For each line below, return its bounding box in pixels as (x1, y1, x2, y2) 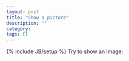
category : (6, 25, 31, 32)
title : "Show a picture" (6, 14, 69, 21)
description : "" (6, 20, 47, 26)
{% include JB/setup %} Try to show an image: (6, 48, 124, 55)
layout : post (6, 8, 39, 15)
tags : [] (6, 31, 28, 37)
